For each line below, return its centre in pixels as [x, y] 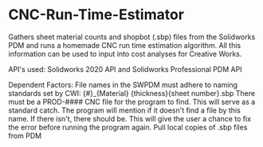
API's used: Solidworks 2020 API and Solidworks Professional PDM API [125, 69]
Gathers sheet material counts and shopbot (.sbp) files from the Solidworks [132, 37]
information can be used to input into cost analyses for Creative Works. [125, 54]
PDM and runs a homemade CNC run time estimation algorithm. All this [125, 45]
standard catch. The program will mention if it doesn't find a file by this [124, 110]
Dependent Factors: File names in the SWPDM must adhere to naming [123, 85]
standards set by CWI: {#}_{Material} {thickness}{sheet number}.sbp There [132, 93]
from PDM [25, 135]
